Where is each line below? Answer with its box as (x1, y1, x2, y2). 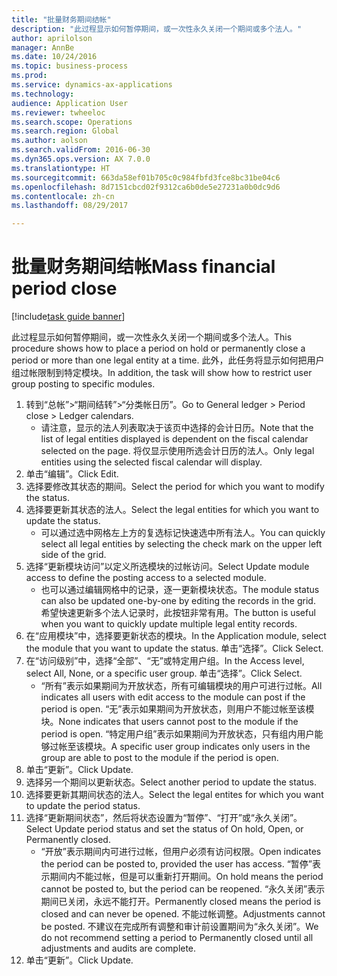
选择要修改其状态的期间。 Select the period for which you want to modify (25, 481, 325, 493)
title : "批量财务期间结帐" (11, 14, 112, 25)
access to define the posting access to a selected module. (25, 572, 267, 584)
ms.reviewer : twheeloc (11, 107, 106, 118)
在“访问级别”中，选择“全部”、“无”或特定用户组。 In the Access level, (25, 655, 305, 667)
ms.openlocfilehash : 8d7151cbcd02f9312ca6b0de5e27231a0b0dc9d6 (11, 182, 281, 192)
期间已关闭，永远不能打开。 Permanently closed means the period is (40, 896, 321, 908)
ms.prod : (11, 71, 48, 81)
